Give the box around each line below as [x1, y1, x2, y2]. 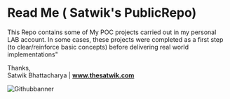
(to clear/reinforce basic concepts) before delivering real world [7, 43, 189, 51]
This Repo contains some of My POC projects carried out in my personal [7, 28, 217, 36]
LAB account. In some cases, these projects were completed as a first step [7, 35, 224, 43]
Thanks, [7, 63, 31, 72]
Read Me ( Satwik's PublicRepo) [7, 5, 197, 21]
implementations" [7, 50, 58, 59]
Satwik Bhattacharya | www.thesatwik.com [7, 71, 135, 79]
